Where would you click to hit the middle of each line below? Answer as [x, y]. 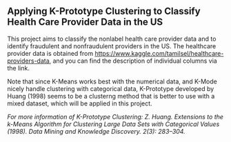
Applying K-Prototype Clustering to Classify [104, 11]
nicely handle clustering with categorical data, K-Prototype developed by [111, 88]
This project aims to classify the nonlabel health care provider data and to [112, 39]
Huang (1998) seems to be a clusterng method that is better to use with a [111, 96]
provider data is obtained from [50, 53]
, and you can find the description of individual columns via [133, 61]
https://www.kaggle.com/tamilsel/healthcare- [159, 53]
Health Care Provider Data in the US [85, 22]
